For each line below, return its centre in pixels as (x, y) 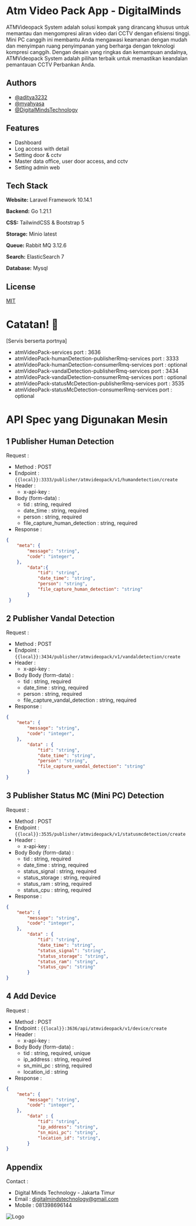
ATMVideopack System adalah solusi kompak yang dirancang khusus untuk (98, 27)
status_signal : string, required (60, 871)
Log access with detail (42, 149)
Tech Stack (27, 185)
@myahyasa (30, 103)
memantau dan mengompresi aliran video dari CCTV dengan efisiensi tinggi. (98, 33)
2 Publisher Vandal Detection (60, 619)
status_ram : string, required (58, 883)
